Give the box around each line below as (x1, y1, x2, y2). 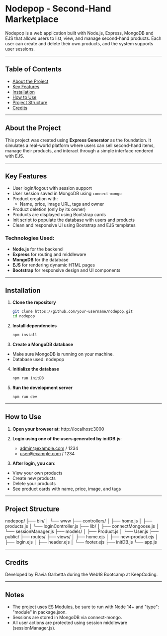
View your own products (12, 470, 63, 476)
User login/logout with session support (12, 185, 92, 191)
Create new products (12, 475, 56, 481)
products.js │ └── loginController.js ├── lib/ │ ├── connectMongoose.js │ (5, 523, 159, 529)
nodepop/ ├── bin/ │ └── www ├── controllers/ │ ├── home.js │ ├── (5, 518, 153, 524)
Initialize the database (12, 366, 60, 372)
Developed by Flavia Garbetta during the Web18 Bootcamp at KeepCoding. (5, 571, 158, 578)
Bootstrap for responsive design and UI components (12, 267, 121, 273)
